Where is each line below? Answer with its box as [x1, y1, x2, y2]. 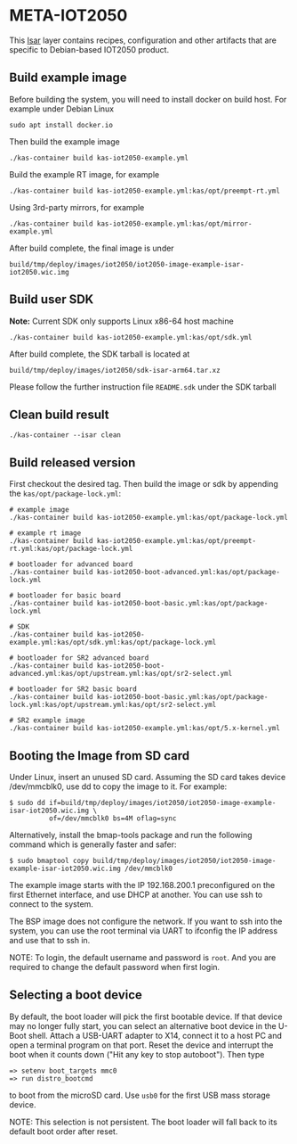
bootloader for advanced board [17, 560, 133, 569]
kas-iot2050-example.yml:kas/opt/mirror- [96, 219, 253, 228]
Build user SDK [9, 292, 94, 308]
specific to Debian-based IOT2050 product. [9, 44, 170, 54]
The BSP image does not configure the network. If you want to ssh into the [9, 916, 283, 926]
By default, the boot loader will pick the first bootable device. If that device [9, 1011, 283, 1022]
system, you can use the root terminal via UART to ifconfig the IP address [9, 926, 278, 936]
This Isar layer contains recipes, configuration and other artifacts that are [9, 35, 277, 45]
